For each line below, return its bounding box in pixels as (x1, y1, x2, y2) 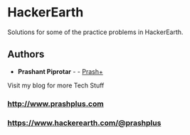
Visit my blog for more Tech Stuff (7, 81, 105, 90)
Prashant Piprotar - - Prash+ (17, 67, 103, 75)
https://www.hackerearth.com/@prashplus (7, 118, 162, 128)
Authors (7, 48, 45, 60)
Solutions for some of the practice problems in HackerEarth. (7, 28, 184, 36)
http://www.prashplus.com (7, 99, 105, 109)
